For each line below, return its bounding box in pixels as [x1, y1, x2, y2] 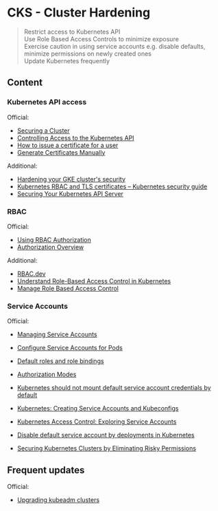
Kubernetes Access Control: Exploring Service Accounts [16, 417, 177, 426]
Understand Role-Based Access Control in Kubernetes [16, 276, 171, 285]
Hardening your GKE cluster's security [16, 175, 125, 183]
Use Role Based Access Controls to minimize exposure [23, 34, 180, 43]
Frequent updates [7, 464, 85, 476]
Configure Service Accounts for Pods [16, 344, 123, 352]
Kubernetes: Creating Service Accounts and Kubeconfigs [16, 404, 179, 413]
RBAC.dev [16, 270, 46, 278]
